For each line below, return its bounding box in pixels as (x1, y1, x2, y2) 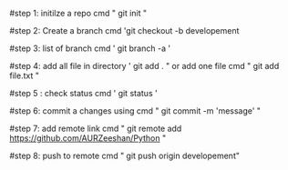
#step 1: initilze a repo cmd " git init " (9, 8, 148, 18)
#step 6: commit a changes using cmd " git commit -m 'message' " (9, 105, 262, 116)
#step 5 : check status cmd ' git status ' (9, 88, 158, 98)
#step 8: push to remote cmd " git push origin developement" (9, 150, 240, 161)
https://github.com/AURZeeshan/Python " (9, 133, 167, 144)
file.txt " (9, 70, 39, 81)
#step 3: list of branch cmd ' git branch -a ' (9, 43, 171, 54)
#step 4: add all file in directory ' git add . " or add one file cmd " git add (9, 61, 280, 71)
